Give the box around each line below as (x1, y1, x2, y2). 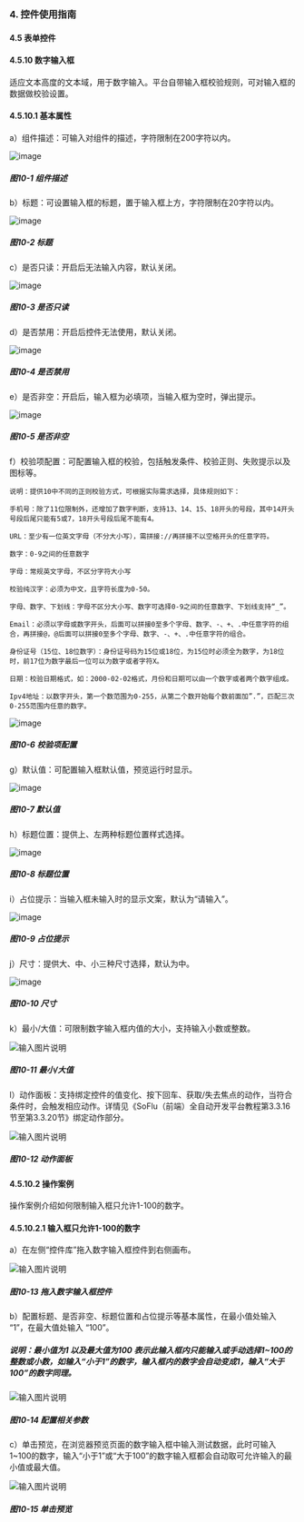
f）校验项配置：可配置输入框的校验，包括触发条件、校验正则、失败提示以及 (9, 456, 291, 467)
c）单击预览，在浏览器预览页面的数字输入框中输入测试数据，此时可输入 (9, 1439, 277, 1450)
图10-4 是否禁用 (9, 366, 70, 378)
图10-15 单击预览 (9, 1503, 73, 1514)
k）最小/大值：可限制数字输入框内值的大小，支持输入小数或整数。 (9, 1023, 256, 1033)
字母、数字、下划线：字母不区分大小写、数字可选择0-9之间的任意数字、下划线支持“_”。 (9, 602, 290, 611)
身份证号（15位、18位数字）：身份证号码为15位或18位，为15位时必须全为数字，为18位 (9, 647, 285, 656)
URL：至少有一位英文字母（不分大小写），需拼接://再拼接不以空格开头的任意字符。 (9, 531, 274, 541)
